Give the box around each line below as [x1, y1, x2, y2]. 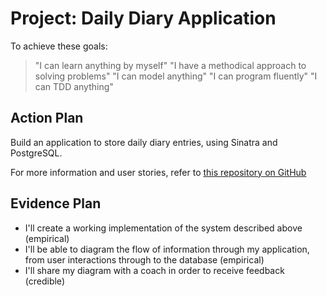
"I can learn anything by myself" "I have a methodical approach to [34, 59, 307, 71]
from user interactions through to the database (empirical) [24, 253, 265, 266]
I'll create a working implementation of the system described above [24, 222, 303, 234]
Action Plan [10, 110, 84, 127]
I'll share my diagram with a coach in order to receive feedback [24, 264, 285, 276]
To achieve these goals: [10, 40, 108, 52]
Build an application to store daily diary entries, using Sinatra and [10, 136, 278, 148]
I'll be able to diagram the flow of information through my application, [24, 243, 310, 255]
